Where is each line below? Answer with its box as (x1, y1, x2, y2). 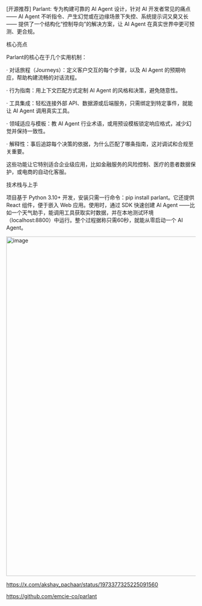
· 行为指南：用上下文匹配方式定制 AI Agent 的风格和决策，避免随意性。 (6, 87, 182, 94)
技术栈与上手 (6, 181, 38, 188)
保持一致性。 (16, 127, 49, 135)
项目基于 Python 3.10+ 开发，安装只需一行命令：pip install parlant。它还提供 (6, 194, 195, 201)
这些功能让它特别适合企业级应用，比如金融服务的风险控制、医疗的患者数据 (6, 161, 191, 168)
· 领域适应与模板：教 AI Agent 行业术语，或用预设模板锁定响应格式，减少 (6, 120, 186, 127)
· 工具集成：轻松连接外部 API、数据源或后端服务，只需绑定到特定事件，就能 (6, 100, 194, 107)
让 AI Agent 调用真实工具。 (6, 107, 73, 114)
